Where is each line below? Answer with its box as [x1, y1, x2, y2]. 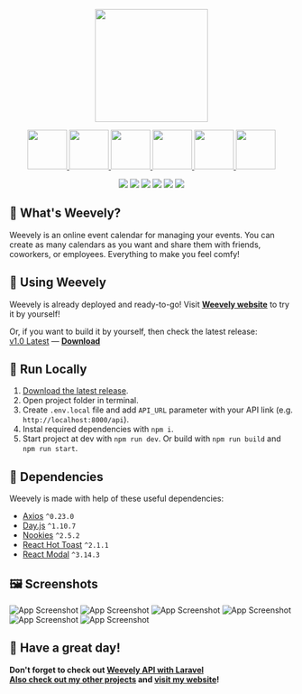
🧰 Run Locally [9, 362, 87, 377]
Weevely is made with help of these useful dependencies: [9, 493, 224, 504]
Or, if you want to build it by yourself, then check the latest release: [9, 326, 259, 337]
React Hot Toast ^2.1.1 [22, 540, 109, 551]
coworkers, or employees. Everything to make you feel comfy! [9, 248, 241, 259]
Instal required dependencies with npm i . [22, 424, 174, 435]
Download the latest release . [22, 385, 129, 396]
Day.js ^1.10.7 [22, 520, 77, 532]
